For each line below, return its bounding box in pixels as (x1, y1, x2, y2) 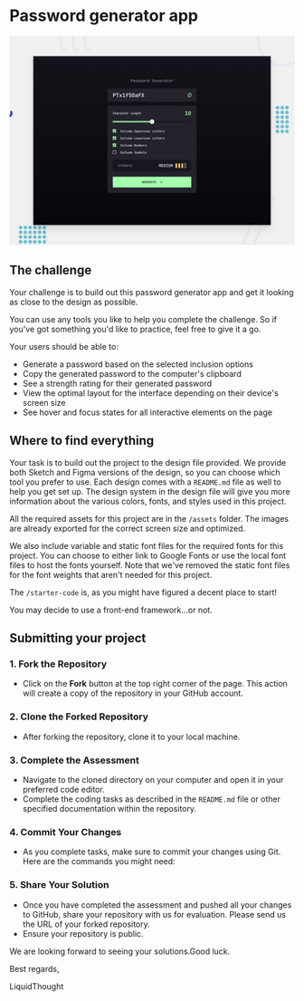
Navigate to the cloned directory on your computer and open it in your (22, 774, 284, 784)
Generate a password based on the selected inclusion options (22, 359, 253, 370)
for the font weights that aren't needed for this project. (9, 569, 213, 580)
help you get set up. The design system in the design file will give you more (9, 486, 291, 496)
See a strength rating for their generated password (22, 378, 213, 389)
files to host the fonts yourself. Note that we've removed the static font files (9, 559, 290, 571)
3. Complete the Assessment (9, 754, 140, 766)
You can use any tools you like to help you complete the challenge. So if (9, 313, 278, 324)
